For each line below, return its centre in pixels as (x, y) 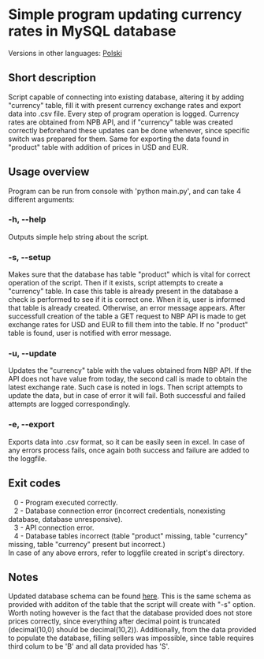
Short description (52, 78)
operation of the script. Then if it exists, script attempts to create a (116, 283)
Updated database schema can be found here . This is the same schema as (130, 596)
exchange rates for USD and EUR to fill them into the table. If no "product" (128, 325)
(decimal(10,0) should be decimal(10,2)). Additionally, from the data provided (132, 630)
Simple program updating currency (125, 15)
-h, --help (27, 220)
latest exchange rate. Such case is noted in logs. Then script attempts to (125, 387)
